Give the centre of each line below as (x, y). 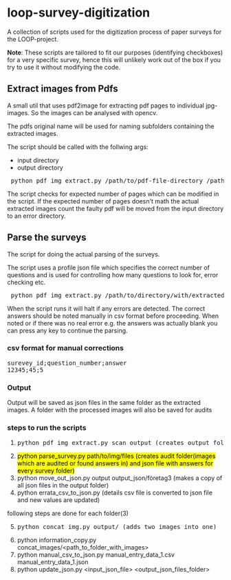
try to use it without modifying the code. (64, 67)
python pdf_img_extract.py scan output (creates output (113, 443)
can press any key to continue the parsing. (68, 330)
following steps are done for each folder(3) (68, 513)
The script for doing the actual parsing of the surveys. (84, 254)
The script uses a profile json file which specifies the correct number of (108, 268)
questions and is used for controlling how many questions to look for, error (113, 274)
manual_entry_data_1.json (53, 562)
